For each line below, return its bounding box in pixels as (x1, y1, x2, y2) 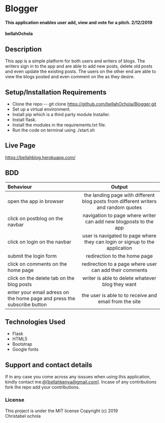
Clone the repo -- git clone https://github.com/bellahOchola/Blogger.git (12, 101, 157, 107)
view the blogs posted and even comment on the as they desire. (5, 74, 135, 80)
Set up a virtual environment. (12, 106, 71, 112)
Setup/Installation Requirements (5, 88, 107, 96)
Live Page (5, 141, 36, 150)
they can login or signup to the (84, 238, 155, 245)
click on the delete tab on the (7, 274, 75, 281)
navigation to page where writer (82, 212, 156, 219)
